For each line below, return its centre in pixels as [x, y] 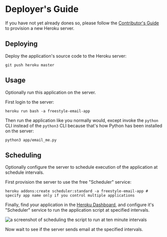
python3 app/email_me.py [31, 140]
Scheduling [23, 155]
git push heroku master [30, 65]
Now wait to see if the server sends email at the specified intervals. [74, 230]
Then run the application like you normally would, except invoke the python [82, 120]
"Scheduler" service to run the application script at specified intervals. [77, 210]
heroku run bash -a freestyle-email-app [48, 111]
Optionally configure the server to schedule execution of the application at [82, 167]
